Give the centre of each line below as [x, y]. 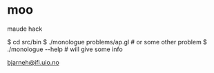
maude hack [25, 29]
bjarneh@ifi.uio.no [33, 62]
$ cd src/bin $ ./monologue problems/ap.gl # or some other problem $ [107, 42]
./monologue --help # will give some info [65, 49]
